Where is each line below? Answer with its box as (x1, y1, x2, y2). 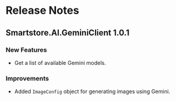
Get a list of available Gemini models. (14, 59, 106, 66)
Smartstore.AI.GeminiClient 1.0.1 (5, 28, 130, 38)
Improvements (5, 74, 49, 82)
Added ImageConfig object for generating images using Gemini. (14, 88, 171, 95)
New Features (5, 46, 47, 54)
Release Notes (5, 4, 79, 17)
